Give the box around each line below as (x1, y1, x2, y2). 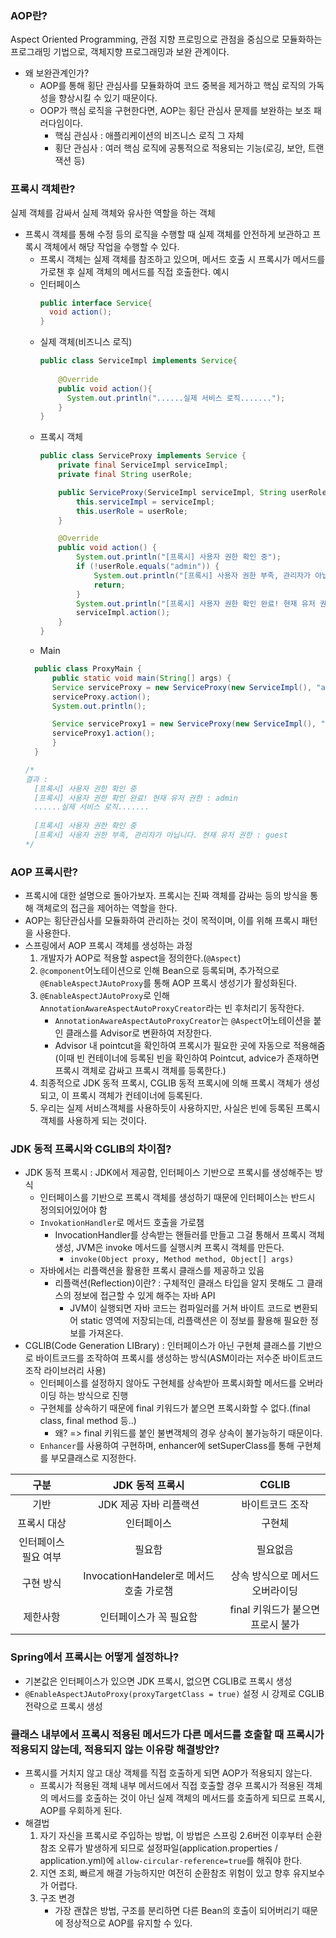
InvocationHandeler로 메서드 (83, 1569, 215, 1583)
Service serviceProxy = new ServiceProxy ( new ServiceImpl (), (51, 682, 313, 692)
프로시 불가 (250, 1618, 300, 1632)
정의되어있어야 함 (39, 1204, 108, 1216)
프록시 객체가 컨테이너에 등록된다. (71, 1090, 203, 1102)
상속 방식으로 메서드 (230, 1569, 320, 1583)
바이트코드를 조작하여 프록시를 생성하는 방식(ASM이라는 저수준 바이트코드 (35, 1352, 323, 1364)
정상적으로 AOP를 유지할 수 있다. (65, 1917, 193, 1929)
